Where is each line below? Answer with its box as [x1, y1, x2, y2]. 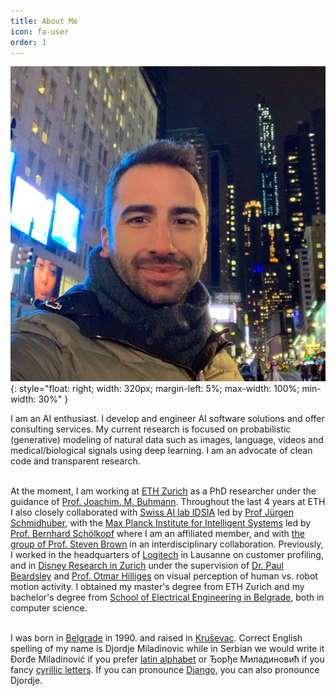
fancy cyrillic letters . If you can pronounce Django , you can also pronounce [10, 664, 320, 676]
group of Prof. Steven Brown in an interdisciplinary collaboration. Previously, [10, 538, 324, 550]
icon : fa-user [10, 26, 70, 37]
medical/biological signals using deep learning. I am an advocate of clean [10, 445, 313, 457]
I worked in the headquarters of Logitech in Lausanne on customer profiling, [10, 549, 324, 561]
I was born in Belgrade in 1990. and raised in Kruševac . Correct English [10, 632, 303, 644]
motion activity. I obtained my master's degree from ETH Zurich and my [10, 581, 305, 593]
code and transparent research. [10, 455, 141, 467]
